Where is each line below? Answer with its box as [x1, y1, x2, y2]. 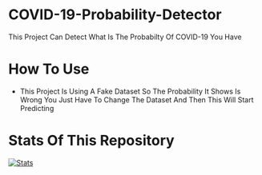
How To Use [8, 60, 90, 78]
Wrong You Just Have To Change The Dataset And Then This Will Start [19, 94, 254, 105]
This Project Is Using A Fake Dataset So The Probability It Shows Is [19, 86, 241, 96]
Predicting [19, 103, 54, 113]
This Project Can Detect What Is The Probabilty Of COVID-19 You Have [8, 32, 242, 42]
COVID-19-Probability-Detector [8, 6, 222, 24]
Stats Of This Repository [8, 132, 175, 149]
